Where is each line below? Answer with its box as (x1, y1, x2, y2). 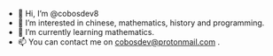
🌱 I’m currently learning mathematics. (17, 27, 155, 37)
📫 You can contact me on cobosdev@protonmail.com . (17, 37, 221, 47)
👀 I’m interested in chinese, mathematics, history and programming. (17, 17, 265, 28)
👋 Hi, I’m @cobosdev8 (17, 9, 99, 18)
